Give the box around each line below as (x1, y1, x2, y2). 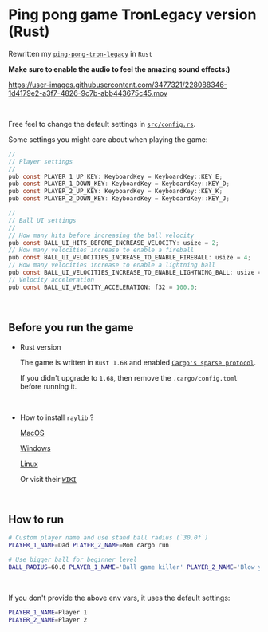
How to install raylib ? (19, 413, 94, 422)
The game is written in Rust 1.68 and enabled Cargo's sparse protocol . (19, 357, 257, 367)
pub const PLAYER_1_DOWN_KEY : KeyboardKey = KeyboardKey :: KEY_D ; (8, 180, 230, 188)
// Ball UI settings (8, 216, 77, 224)
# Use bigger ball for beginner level (8, 556, 137, 564)
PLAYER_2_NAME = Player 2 (8, 616, 88, 624)
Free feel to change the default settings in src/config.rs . (8, 119, 196, 128)
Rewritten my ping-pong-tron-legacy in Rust (8, 49, 153, 58)
